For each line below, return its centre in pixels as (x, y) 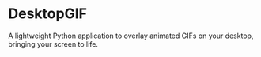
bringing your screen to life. (53, 44)
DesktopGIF (47, 14)
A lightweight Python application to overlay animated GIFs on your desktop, (131, 36)
